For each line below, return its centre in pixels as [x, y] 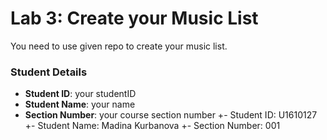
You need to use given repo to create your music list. [119, 46]
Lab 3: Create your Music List [134, 18]
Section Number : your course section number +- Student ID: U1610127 [171, 115]
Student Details [49, 72]
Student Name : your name [80, 104]
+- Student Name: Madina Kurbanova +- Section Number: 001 [152, 126]
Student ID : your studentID [80, 94]
